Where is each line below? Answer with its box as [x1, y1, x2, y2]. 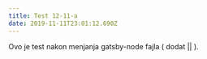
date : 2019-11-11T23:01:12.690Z [8, 19, 118, 27]
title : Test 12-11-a [8, 11, 79, 20]
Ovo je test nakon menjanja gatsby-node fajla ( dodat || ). [8, 41, 199, 51]
